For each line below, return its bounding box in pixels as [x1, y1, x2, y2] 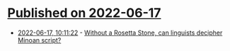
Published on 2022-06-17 [7, 5, 161, 21]
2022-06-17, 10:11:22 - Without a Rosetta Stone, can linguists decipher [17, 28, 223, 37]
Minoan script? [17, 35, 62, 44]
